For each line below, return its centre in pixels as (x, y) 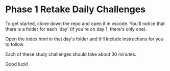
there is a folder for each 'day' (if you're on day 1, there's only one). (76, 29)
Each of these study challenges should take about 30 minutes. (71, 54)
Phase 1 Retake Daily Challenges (75, 9)
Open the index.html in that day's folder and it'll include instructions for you (84, 39)
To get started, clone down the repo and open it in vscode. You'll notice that (85, 23)
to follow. (15, 44)
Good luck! (17, 64)
